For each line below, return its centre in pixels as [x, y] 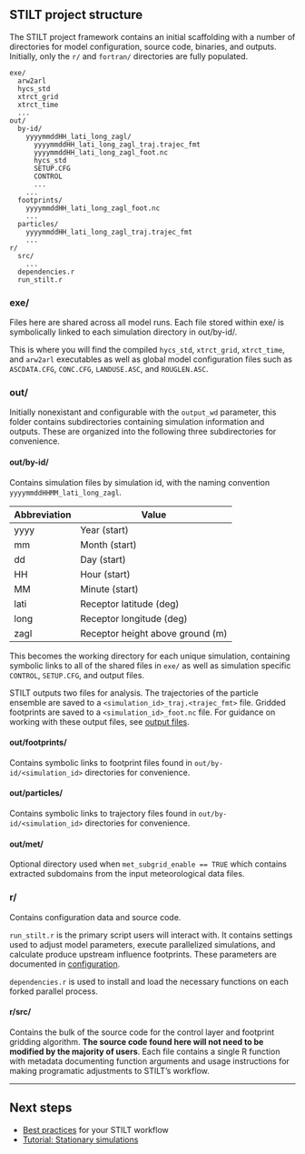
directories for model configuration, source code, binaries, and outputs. [143, 46]
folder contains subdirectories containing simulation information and [137, 422]
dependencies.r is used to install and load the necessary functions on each [149, 981]
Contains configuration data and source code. [95, 917]
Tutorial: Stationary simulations [80, 1139]
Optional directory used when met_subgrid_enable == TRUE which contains [148, 864]
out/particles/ [36, 793]
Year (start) [104, 529]
